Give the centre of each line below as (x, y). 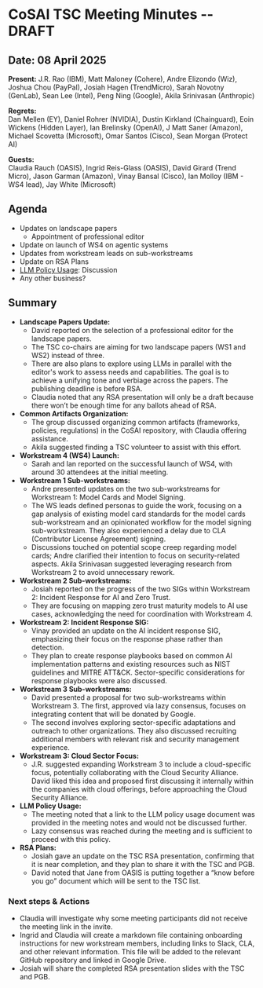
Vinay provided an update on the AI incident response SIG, (126, 631)
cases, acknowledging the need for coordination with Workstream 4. (142, 613)
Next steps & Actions (49, 901)
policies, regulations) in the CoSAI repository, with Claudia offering (139, 430)
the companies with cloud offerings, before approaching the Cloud (139, 789)
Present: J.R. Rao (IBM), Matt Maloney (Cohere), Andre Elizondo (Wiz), (123, 79)
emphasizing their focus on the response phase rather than (127, 639)
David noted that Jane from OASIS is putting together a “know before (143, 873)
